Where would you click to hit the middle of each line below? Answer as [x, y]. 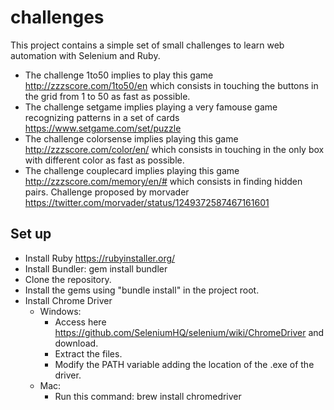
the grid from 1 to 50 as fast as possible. [107, 96]
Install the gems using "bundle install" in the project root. [142, 290]
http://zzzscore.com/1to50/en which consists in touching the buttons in [171, 85]
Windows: [60, 311]
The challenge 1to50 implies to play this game [119, 75]
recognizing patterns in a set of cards [102, 117]
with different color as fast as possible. [104, 160]
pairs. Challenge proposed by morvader [107, 192]
